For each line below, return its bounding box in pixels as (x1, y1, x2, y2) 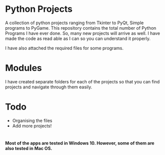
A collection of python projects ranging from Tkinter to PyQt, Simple (5, 20, 144, 26)
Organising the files (12, 117, 53, 123)
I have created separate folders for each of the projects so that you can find (5, 78, 160, 84)
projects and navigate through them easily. (5, 84, 93, 90)
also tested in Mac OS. (5, 146, 53, 151)
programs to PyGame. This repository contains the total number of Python (5, 25, 157, 31)
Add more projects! (12, 122, 52, 129)
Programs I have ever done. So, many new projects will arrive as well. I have (5, 30, 160, 36)
